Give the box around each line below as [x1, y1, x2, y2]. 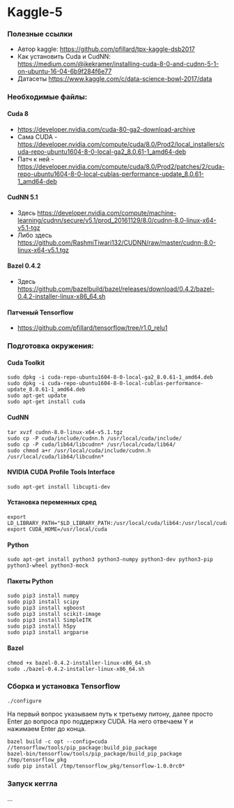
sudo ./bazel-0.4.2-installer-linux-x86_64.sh [7, 665, 145, 672]
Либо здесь [17, 231, 52, 239]
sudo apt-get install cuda [7, 398, 86, 405]
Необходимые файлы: [7, 92, 88, 102]
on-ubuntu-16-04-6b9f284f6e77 [17, 67, 112, 75]
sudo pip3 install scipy [7, 598, 79, 605]
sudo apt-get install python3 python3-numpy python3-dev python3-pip [7, 556, 214, 563]
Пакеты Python [7, 577, 54, 585]
